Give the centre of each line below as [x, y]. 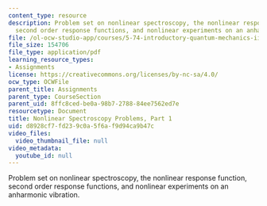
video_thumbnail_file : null [62, 141]
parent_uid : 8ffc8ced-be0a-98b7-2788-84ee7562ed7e [94, 104]
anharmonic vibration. [44, 195]
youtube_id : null [44, 155]
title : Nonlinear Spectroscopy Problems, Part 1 [90, 119]
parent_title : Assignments [53, 89]
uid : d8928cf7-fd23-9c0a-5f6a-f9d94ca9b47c [81, 126]
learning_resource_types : [51, 60]
